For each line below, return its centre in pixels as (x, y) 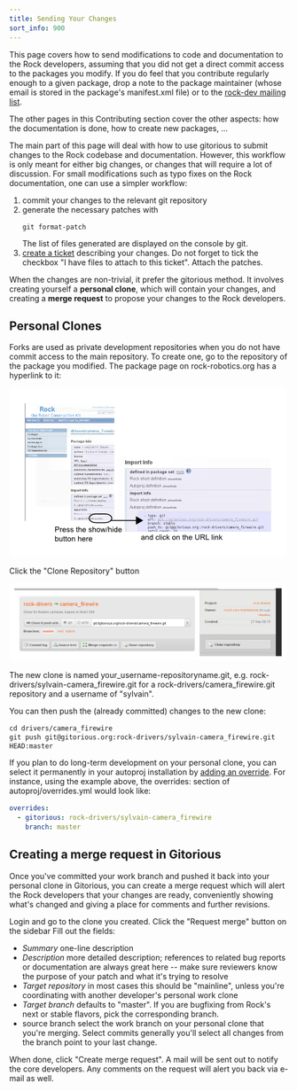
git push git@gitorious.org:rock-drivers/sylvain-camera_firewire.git (142, 737)
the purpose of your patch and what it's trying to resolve (125, 976)
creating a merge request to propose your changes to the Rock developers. (148, 298)
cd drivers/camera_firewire (61, 729)
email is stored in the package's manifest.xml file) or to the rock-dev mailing (148, 92)
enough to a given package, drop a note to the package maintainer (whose (145, 82)
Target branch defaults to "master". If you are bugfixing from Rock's (146, 1004)
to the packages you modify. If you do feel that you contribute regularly (139, 73)
